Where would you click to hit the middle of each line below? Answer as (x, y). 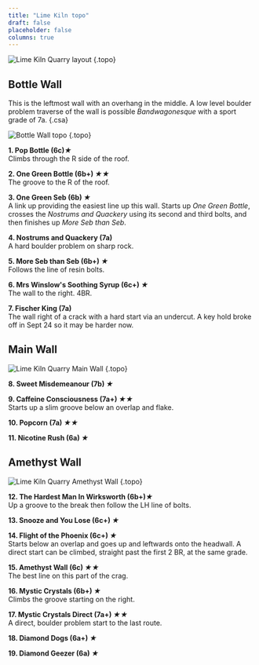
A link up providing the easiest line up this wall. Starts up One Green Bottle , (129, 206)
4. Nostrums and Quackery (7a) (60, 238)
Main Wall (33, 350)
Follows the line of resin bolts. (57, 270)
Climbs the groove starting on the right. (71, 599)
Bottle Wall (35, 84)
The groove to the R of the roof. (59, 182)
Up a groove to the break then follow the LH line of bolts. (100, 505)
